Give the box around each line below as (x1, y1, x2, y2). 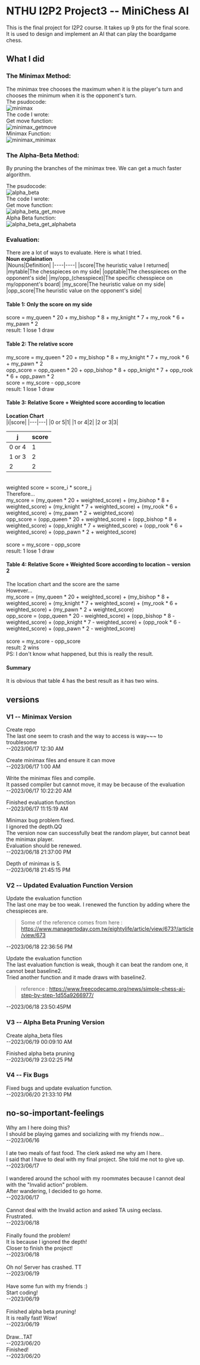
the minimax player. (6, 836, 54, 843)
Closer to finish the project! (6, 1244, 73, 1252)
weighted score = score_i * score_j (6, 483, 92, 491)
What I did (6, 54, 45, 64)
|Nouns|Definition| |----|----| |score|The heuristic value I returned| (6, 261, 170, 269)
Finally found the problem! (6, 1231, 71, 1239)
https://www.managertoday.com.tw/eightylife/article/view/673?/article (20, 925, 194, 932)
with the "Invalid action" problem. (6, 1181, 88, 1188)
